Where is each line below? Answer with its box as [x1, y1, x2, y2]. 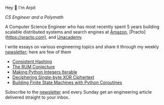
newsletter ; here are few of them [5, 49, 71, 55]
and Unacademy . [48, 35, 83, 40]
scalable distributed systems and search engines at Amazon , [5, 29, 129, 35]
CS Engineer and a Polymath [5, 14, 64, 20]
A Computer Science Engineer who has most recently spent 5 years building [5, 24, 160, 30]
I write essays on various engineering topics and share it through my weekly [5, 44, 160, 49]
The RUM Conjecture [12, 64, 55, 70]
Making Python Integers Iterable [12, 69, 78, 75]
